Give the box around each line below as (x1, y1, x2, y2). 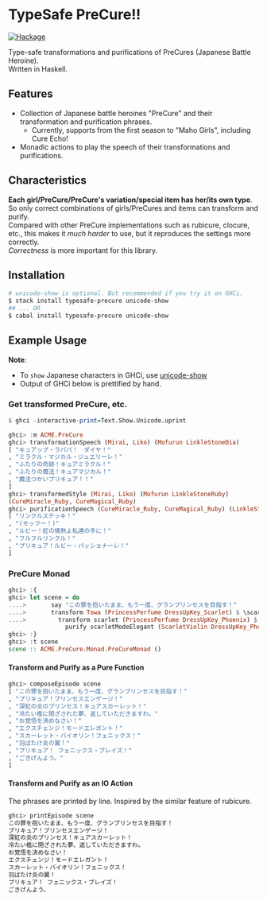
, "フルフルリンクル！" (8, 534, 76, 542)
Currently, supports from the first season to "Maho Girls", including (31, 125, 251, 134)
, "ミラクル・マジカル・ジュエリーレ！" (8, 453, 123, 461)
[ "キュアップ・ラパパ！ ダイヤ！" (8, 445, 111, 454)
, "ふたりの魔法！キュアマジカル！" (8, 468, 111, 476)
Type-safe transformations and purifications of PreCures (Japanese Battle (8, 47, 252, 56)
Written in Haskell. (8, 64, 68, 73)
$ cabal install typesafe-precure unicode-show (8, 312, 169, 320)
